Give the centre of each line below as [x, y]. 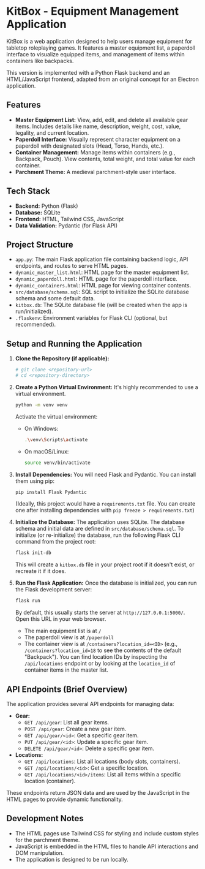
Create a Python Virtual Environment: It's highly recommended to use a [107, 387]
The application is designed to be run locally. [72, 859]
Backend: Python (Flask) [47, 206]
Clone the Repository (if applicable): [62, 359]
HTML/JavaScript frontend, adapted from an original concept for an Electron [102, 79]
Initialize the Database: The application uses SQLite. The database [100, 522]
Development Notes [45, 818]
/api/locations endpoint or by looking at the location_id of [100, 664]
